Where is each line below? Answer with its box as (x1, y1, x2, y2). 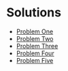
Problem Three (16, 42, 58, 50)
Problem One (16, 27, 54, 35)
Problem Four (16, 49, 55, 57)
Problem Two (16, 34, 54, 42)
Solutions (6, 5, 62, 20)
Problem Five (16, 56, 54, 64)
